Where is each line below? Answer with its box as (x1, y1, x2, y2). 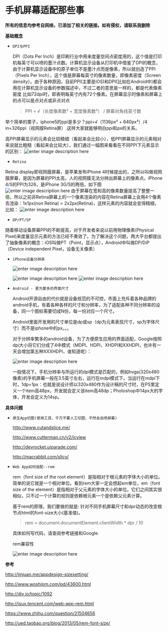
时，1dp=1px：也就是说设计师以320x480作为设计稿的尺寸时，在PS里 (12, 381, 155, 387)
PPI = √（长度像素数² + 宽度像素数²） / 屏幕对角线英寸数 (25, 108, 141, 114)
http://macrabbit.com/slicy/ (12, 453, 69, 459)
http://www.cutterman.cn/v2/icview (12, 434, 86, 440)
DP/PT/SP (12, 217, 31, 222)
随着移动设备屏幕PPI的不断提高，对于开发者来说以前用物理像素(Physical (5, 227, 154, 233)
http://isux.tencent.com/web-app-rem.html (5, 600, 94, 606)
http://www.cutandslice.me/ (12, 424, 70, 430)
